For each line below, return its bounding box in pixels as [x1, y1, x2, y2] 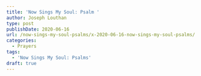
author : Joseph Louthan [6, 15, 67, 21]
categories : [6, 37, 37, 44]
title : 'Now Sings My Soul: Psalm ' [6, 9, 100, 15]
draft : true [6, 60, 37, 66]
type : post [6, 20, 34, 26]
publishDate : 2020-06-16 [6, 26, 70, 32]
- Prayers [12, 44, 37, 50]
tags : [6, 49, 20, 55]
